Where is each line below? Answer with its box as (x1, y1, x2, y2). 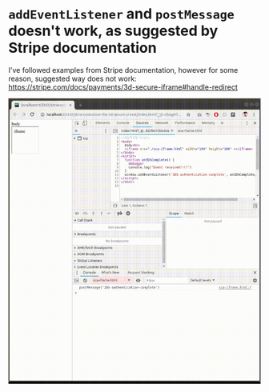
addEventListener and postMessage (8, 5, 235, 23)
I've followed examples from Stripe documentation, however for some (8, 65, 239, 74)
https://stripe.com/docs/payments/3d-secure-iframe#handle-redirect (8, 82, 239, 92)
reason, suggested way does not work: (8, 74, 138, 83)
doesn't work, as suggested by (8, 22, 219, 40)
